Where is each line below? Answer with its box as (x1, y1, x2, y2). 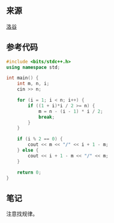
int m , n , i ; (17, 81, 50, 87)
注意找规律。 (6, 210, 38, 218)
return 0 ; (17, 169, 42, 175)
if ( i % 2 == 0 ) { (17, 136, 63, 142)
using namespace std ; (6, 64, 61, 71)
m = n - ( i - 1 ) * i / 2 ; (38, 108, 103, 115)
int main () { (6, 75, 39, 81)
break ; (38, 114, 55, 120)
